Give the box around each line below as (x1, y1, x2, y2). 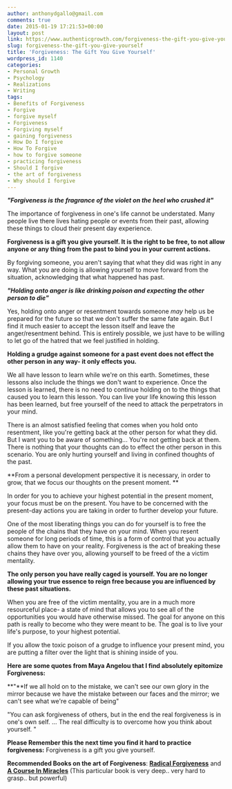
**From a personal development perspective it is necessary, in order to (7, 471, 211, 479)
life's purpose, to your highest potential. (7, 627, 121, 636)
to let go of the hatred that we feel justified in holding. (7, 337, 160, 345)
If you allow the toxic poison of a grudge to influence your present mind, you (7, 641, 224, 649)
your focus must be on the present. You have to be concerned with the (7, 499, 209, 508)
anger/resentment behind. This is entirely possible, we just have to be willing (7, 329, 225, 337)
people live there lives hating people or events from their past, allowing (7, 217, 209, 225)
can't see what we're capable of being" (7, 697, 119, 705)
